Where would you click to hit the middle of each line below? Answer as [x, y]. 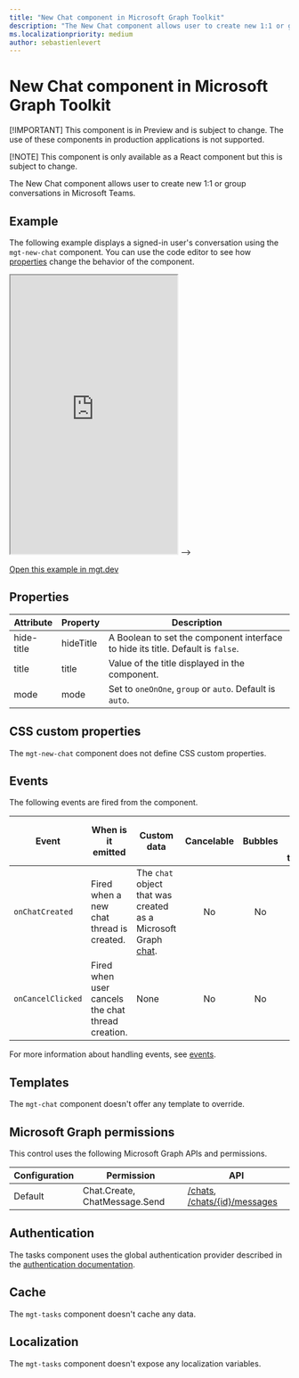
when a [106, 895]
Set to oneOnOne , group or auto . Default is [192, 689]
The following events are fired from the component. [104, 803]
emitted [109, 853]
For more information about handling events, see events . [113, 1054]
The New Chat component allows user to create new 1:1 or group [128, 184]
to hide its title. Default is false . [174, 648]
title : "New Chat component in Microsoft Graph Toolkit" [117, 17]
